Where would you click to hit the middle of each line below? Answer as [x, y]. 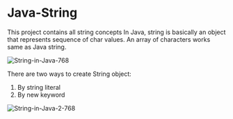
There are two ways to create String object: [70, 74]
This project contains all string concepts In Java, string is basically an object [116, 32]
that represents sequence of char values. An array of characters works [109, 39]
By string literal [39, 87]
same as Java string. [37, 47]
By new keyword [41, 95]
